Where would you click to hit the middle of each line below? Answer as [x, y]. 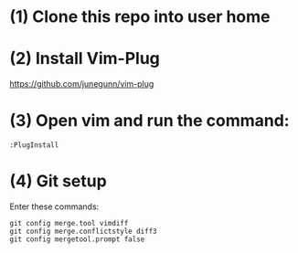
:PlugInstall [34, 145]
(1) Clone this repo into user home [140, 17]
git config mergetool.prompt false [77, 239]
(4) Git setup [58, 181]
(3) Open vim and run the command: [149, 121]
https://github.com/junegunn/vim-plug [82, 84]
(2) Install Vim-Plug [85, 59]
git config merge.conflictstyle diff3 [83, 231]
